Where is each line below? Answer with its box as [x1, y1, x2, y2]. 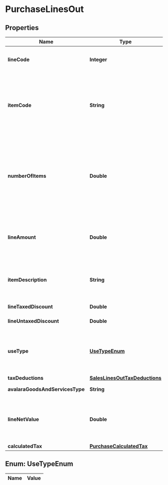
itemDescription [7, 276, 47, 283]
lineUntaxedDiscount [7, 318, 59, 324]
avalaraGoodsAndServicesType [7, 386, 85, 392]
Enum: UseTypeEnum [5, 459, 73, 468]
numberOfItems [7, 173, 46, 179]
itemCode [7, 102, 31, 109]
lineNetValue [7, 416, 39, 422]
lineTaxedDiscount [7, 303, 53, 310]
